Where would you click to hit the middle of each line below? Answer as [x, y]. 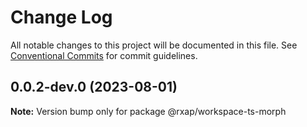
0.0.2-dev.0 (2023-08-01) [94, 87]
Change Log [61, 17]
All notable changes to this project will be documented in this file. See [154, 45]
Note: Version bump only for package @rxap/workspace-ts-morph [148, 111]
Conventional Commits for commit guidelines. [104, 55]
